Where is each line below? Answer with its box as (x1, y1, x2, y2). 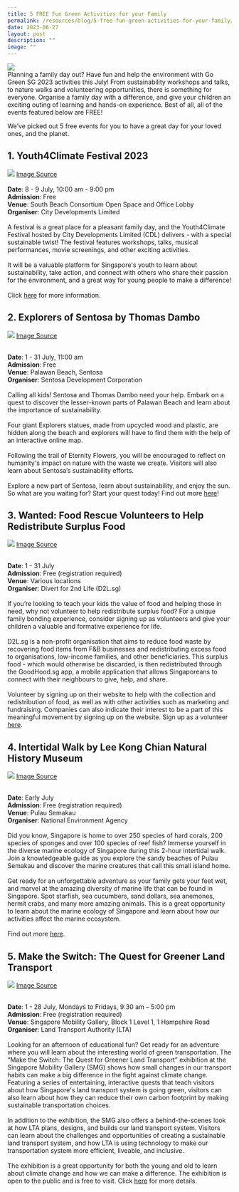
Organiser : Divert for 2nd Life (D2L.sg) (7, 585, 122, 593)
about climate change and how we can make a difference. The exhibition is (7, 1169, 227, 1178)
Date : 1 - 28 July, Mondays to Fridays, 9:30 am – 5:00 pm (7, 1003, 176, 1011)
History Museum (7, 752, 83, 764)
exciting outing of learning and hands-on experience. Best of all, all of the (7, 100, 223, 109)
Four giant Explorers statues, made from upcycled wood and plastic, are (7, 421, 218, 429)
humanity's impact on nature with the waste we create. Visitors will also (7, 459, 217, 467)
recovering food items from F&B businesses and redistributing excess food (7, 645, 227, 654)
